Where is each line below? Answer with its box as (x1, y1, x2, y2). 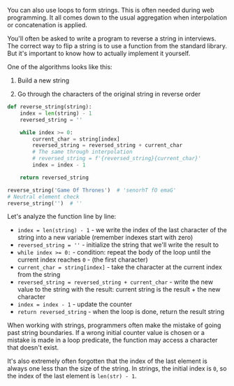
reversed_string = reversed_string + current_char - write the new (17, 278, 214, 286)
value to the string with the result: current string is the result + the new (17, 285, 221, 294)
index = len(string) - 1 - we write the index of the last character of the (17, 226, 227, 234)
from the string (17, 271, 61, 279)
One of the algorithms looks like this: (7, 63, 113, 71)
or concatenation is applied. (7, 21, 87, 29)
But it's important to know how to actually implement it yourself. (7, 49, 191, 57)
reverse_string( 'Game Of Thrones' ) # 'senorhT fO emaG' (7, 187, 177, 194)
